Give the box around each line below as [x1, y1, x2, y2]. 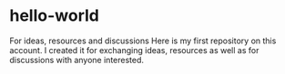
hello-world [9, 5, 100, 26]
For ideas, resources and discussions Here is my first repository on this [9, 35, 277, 46]
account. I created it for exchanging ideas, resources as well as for [9, 44, 260, 55]
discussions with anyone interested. [9, 54, 144, 65]
